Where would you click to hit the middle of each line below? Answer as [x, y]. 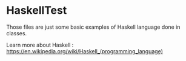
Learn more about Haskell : [40, 45]
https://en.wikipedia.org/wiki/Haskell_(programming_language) [85, 51]
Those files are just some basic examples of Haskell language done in [93, 27]
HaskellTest [37, 10]
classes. [17, 33]
